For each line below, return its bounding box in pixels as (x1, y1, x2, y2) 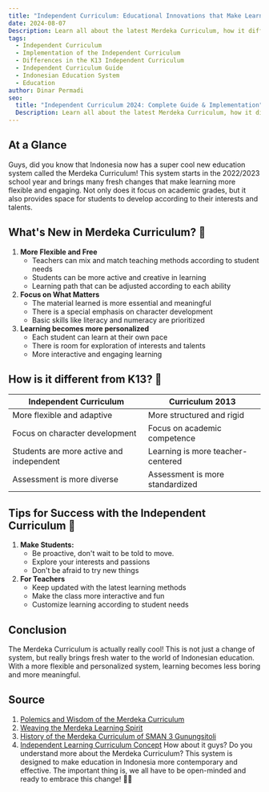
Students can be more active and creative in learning (31, 272, 207, 282)
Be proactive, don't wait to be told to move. (31, 549, 175, 558)
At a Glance (8, 138, 67, 152)
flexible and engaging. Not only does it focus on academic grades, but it (8, 185, 247, 195)
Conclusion (8, 623, 67, 636)
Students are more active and (12, 446, 123, 457)
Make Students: (19, 540, 74, 550)
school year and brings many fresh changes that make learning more (8, 177, 236, 186)
